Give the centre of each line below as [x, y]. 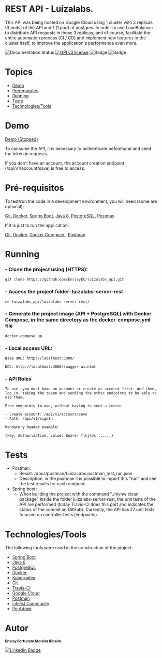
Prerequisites [25, 90]
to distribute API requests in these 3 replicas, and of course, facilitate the [78, 33]
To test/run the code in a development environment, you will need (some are [81, 201]
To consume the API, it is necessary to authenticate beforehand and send [78, 148]
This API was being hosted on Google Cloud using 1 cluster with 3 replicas [79, 22]
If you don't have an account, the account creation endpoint [65, 163]
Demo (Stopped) [22, 139]
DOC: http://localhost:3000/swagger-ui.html [51, 367]
